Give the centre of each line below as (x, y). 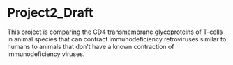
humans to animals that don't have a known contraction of (91, 46)
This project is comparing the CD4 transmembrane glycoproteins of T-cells (115, 32)
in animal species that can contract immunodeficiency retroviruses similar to (117, 39)
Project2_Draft (50, 13)
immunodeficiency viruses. (46, 54)
